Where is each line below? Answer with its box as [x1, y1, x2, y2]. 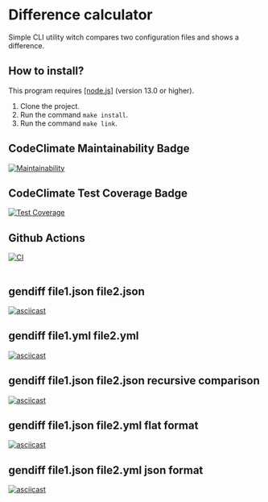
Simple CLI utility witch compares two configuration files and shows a [8, 32, 240, 42]
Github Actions [8, 231, 86, 245]
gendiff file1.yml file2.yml [8, 329, 139, 343]
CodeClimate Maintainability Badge [8, 142, 191, 156]
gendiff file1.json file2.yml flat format [8, 419, 199, 433]
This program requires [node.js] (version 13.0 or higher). [8, 85, 195, 95]
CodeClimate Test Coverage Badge [8, 186, 188, 200]
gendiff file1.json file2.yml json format [8, 463, 204, 477]
